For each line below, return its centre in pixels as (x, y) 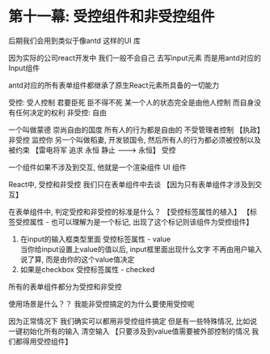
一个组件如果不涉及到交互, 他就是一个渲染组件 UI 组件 (98, 167)
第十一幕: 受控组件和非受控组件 (112, 17)
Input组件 (24, 68)
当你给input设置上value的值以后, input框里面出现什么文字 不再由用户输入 (141, 249)
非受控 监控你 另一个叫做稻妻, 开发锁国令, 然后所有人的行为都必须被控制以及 (135, 139)
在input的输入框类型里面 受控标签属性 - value (95, 239)
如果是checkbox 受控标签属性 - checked (87, 269)
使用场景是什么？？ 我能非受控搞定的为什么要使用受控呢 (101, 304)
